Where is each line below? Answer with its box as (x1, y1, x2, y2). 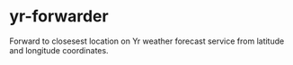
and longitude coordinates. (9, 45, 110, 55)
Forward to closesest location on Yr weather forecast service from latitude (9, 36, 285, 46)
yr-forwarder (9, 6, 110, 27)
